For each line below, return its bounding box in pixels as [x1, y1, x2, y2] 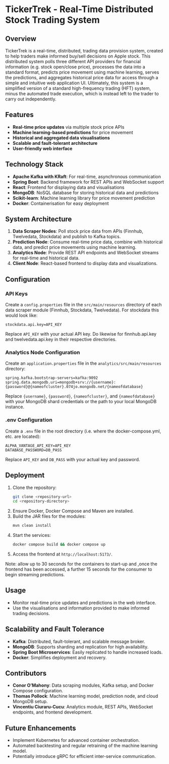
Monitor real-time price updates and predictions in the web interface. [12, 599, 156, 606]
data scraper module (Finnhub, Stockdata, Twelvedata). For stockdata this [5, 307, 159, 313]
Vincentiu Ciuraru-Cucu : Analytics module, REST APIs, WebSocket [12, 704, 153, 710]
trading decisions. [12, 610, 50, 616]
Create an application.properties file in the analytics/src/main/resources [5, 360, 161, 366]
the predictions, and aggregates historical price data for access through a [5, 75, 158, 80]
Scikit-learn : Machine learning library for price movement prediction [12, 195, 155, 201]
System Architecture [5, 215, 72, 224]
